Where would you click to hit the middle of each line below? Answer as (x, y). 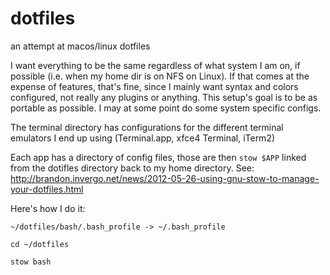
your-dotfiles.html (47, 189)
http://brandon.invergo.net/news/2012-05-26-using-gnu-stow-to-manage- (165, 178)
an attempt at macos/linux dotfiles (80, 46)
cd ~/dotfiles (40, 244)
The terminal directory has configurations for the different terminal (147, 127)
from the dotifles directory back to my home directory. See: (132, 168)
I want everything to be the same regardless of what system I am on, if (155, 65)
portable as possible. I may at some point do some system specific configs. (166, 108)
